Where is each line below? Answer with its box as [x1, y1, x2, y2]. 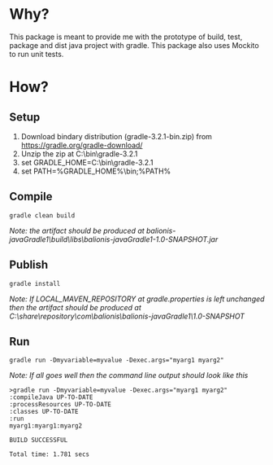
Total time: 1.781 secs [9, 450, 90, 458]
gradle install [9, 279, 61, 287]
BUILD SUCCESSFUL [9, 436, 68, 445]
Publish [9, 258, 49, 272]
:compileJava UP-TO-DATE [9, 393, 93, 401]
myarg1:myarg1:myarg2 [9, 422, 83, 430]
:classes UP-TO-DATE [9, 408, 80, 416]
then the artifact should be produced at [9, 302, 141, 312]
